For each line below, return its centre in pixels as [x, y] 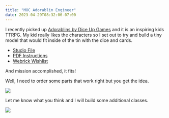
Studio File [24, 50]
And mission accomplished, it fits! [41, 71]
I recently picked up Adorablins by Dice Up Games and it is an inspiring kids [85, 29]
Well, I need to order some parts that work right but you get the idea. [77, 81]
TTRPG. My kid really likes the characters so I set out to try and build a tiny [83, 35]
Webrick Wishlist [30, 61]
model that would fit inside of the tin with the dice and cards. [69, 40]
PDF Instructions [30, 55]
